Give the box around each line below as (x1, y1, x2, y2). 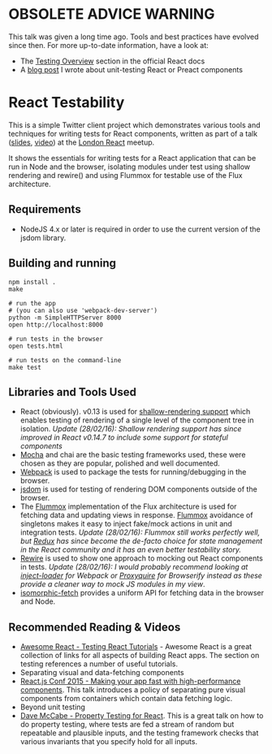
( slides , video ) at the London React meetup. (8, 137, 155, 147)
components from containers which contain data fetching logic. (19, 694, 233, 704)
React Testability (8, 93, 125, 112)
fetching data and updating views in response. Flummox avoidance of (19, 510, 253, 520)
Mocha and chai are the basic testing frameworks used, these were (19, 450, 246, 460)
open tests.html (8, 342, 63, 350)
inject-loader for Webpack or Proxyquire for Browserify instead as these (19, 570, 262, 581)
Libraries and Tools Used (8, 385, 136, 399)
